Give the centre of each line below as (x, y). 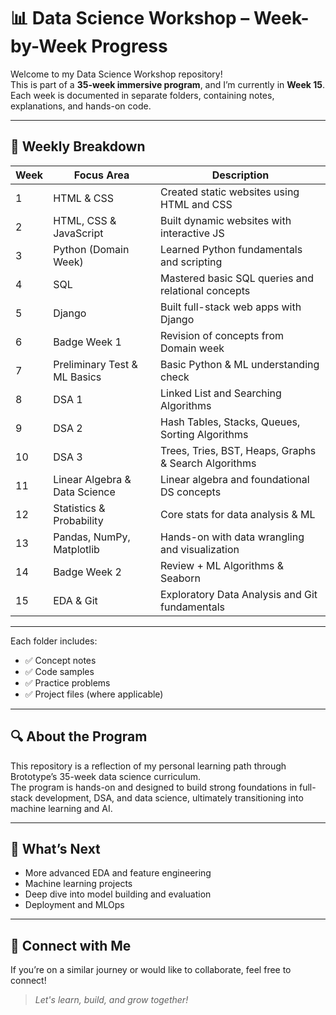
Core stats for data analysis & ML (238, 514)
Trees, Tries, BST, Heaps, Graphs (238, 450)
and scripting (191, 262)
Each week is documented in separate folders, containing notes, (142, 95)
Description (240, 175)
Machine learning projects (78, 884)
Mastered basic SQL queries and (237, 278)
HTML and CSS (196, 204)
